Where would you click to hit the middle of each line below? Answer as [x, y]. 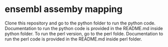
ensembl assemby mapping [64, 9]
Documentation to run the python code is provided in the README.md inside [84, 28]
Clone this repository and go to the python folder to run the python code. [80, 23]
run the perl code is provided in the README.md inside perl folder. [73, 39]
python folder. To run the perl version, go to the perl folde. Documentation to [84, 33]
